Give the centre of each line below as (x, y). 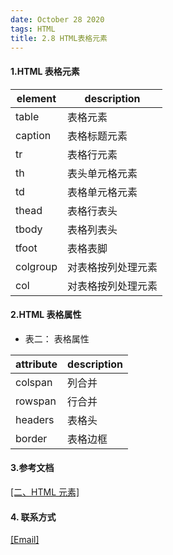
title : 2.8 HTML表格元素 (59, 38)
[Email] (25, 540)
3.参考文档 (32, 468)
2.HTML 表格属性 (46, 315)
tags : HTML (33, 29)
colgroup (36, 266)
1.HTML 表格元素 (45, 71)
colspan (34, 382)
